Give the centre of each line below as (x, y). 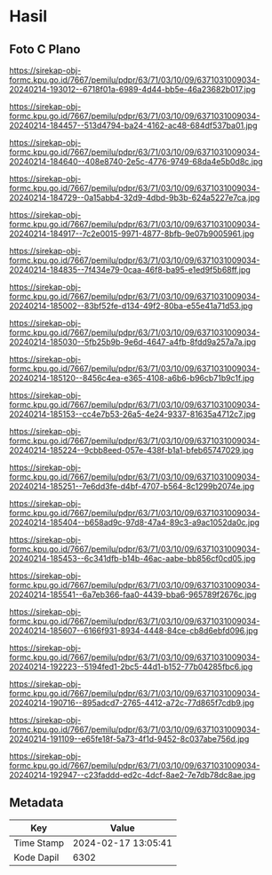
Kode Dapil (36, 857)
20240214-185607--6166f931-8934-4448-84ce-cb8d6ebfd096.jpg (134, 631)
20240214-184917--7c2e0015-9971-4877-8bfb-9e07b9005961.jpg (132, 234)
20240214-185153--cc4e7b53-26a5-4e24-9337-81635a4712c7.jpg (132, 414)
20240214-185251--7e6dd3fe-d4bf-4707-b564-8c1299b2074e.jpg (132, 486)
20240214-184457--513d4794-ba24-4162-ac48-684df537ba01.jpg (133, 125)
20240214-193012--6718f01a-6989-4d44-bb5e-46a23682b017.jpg (132, 89)
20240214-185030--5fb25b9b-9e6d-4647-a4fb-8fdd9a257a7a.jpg (132, 342)
